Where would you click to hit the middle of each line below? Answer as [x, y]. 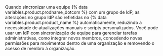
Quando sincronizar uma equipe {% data [46, 7]
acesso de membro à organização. [40, 48]
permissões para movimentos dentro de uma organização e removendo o [80, 43]
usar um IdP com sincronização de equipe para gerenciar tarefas [71, 33]
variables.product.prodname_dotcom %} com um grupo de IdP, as [72, 12]
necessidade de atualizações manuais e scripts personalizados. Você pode [82, 28]
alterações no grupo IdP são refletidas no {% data [56, 17]
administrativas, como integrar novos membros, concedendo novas [74, 38]
